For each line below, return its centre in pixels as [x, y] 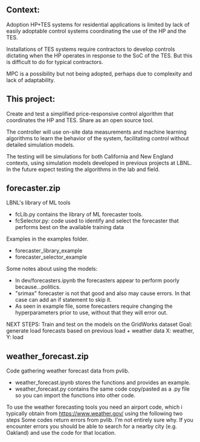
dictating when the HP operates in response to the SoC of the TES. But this [99, 55]
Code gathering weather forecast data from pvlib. [68, 371]
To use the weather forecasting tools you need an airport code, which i [94, 407]
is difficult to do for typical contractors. [55, 62]
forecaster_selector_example [51, 257]
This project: [31, 99]
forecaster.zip [34, 188]
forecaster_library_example [49, 251]
